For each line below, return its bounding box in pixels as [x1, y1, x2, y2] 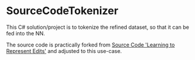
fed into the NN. [6, 29, 45, 36]
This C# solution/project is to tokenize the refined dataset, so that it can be [6, 24, 189, 31]
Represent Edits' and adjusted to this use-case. [6, 47, 122, 54]
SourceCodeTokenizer [6, 4, 119, 18]
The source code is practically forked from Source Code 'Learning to [6, 41, 175, 48]
